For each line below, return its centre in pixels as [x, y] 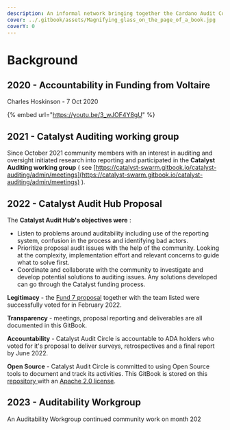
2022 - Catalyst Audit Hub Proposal [85, 204]
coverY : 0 [21, 26]
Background [42, 60]
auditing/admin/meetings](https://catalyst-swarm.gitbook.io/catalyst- [105, 175]
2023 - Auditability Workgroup [74, 402]
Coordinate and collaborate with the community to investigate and [110, 270]
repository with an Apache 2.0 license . [62, 381]
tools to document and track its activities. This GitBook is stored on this [107, 374]
